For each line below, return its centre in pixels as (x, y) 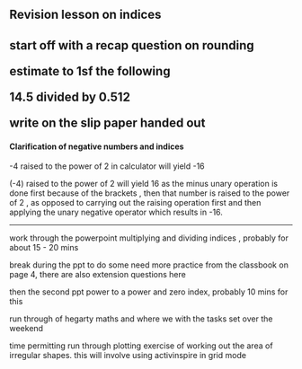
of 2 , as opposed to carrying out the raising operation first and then (135, 203)
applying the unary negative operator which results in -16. (116, 212)
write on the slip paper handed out (107, 123)
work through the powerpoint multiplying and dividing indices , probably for (149, 238)
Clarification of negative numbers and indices (97, 146)
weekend (26, 329)
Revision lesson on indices (85, 15)
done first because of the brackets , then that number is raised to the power (150, 193)
